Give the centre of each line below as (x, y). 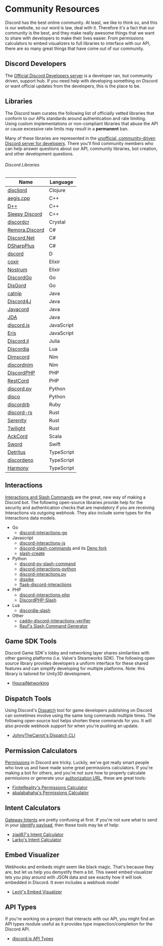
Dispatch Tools (28, 699)
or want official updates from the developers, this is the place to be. (73, 86)
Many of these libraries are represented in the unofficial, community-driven (80, 138)
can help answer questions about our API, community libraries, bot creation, (81, 148)
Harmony (18, 468)
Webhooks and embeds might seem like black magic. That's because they (80, 867)
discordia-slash (35, 610)
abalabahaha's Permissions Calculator (50, 793)
